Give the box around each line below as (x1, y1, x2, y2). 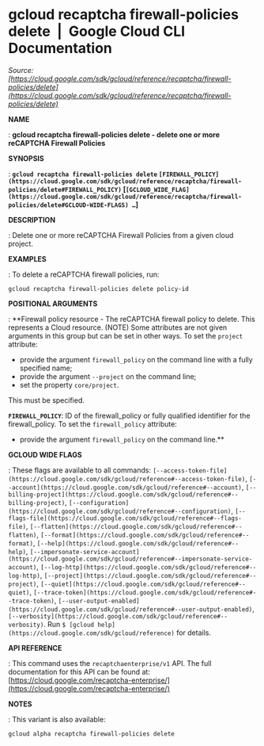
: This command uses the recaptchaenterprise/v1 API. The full (8, 658, 212, 668)
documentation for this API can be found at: (8, 667, 150, 676)
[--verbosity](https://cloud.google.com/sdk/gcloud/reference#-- (8, 612, 228, 620)
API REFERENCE (8, 643, 62, 652)
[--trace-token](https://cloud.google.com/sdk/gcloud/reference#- (32, 588, 257, 596)
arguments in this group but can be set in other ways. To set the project (8, 331, 243, 340)
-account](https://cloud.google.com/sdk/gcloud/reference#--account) (8, 484, 243, 492)
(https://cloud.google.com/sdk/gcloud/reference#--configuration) (8, 507, 232, 515)
